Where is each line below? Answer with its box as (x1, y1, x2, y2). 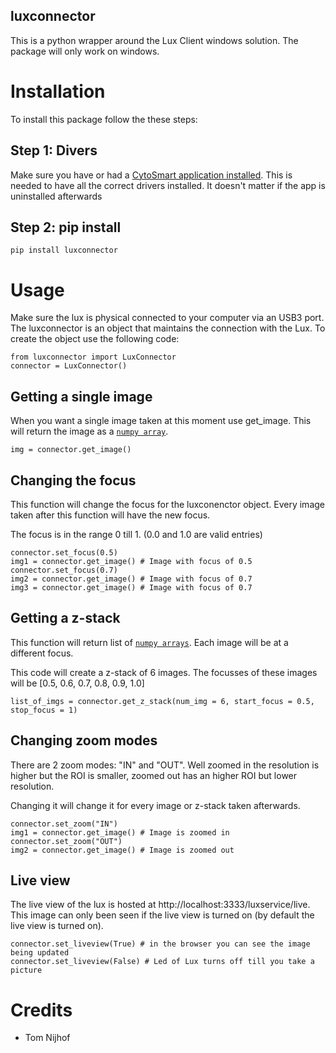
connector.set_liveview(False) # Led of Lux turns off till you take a (10, 957, 315, 967)
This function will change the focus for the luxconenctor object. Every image (10, 498, 325, 510)
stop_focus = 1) (10, 705, 78, 715)
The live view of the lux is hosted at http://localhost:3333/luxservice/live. (10, 899, 311, 911)
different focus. (10, 647, 74, 659)
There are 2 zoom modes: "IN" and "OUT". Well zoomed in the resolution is (10, 759, 320, 771)
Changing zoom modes (10, 732, 158, 749)
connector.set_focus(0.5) (10, 547, 118, 558)
